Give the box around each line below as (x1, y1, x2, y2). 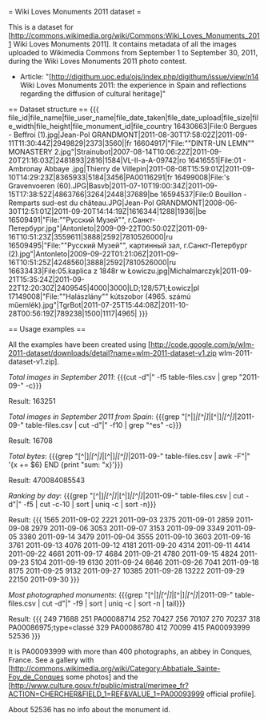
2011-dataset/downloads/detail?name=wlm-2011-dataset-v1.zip (8, 348, 218, 357)
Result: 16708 (8, 436, 54, 445)
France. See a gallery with (8, 655, 94, 664)
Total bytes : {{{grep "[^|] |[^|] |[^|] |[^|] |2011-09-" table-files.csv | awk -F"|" (8, 452, 250, 461)
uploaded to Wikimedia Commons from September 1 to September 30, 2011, (8, 48, 258, 57)
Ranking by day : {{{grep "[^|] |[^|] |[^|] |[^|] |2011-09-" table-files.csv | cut (8, 491, 244, 500)
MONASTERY (8, 147, 54, 156)
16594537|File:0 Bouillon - (159, 190, 247, 199)
